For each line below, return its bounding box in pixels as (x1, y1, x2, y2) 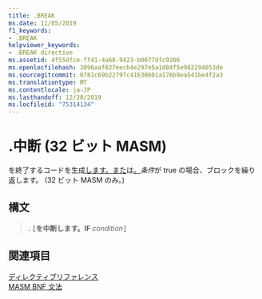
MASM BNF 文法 (8, 281, 62, 291)
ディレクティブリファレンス (8, 272, 98, 281)
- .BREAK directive (8, 49, 73, 57)
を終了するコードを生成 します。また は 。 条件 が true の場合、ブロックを (8, 165, 242, 175)
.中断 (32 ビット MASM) (8, 137, 168, 155)
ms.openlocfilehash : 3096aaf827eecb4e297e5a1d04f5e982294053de (8, 64, 224, 72)
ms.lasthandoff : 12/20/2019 (8, 93, 102, 101)
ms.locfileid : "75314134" (8, 100, 94, 108)
